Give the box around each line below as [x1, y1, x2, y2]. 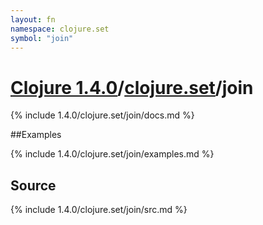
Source [10, 177, 57, 194]
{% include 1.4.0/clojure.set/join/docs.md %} [10, 109, 195, 121]
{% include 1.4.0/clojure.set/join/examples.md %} [10, 148, 215, 160]
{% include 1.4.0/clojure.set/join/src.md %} [10, 204, 188, 216]
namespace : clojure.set [10, 24, 110, 34]
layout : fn [10, 14, 56, 25]
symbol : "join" [10, 33, 74, 43]
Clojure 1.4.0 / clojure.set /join [10, 76, 254, 99]
